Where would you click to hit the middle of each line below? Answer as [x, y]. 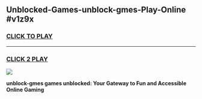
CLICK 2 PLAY [27, 59]
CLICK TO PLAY [29, 37]
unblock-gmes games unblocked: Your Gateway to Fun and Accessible [96, 83]
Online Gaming [25, 89]
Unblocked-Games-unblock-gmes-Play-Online [96, 10]
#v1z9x [20, 19]
